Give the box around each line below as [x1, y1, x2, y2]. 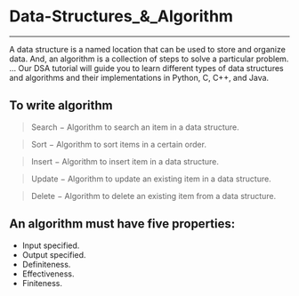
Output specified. [21, 249, 86, 260]
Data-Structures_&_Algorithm [9, 6, 234, 27]
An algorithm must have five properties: [9, 216, 236, 232]
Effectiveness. [21, 268, 75, 279]
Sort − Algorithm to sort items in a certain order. [30, 139, 207, 149]
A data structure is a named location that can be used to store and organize [9, 44, 287, 54]
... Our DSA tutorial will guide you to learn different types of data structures [9, 62, 284, 73]
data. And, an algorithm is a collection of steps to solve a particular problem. [9, 53, 289, 64]
